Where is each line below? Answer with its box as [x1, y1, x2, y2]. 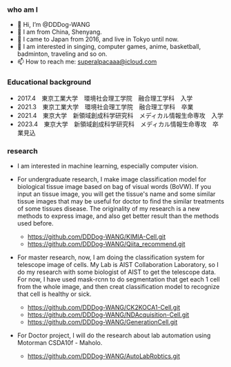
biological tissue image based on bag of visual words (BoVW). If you [17, 182, 212, 190]
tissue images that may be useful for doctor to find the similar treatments [17, 197, 225, 205]
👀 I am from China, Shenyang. [17, 28, 102, 36]
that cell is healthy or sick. [17, 290, 92, 298]
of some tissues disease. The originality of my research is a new [17, 204, 200, 212]
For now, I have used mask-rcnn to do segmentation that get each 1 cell [17, 275, 221, 284]
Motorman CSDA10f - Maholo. [17, 338, 103, 346]
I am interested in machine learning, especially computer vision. [17, 161, 199, 170]
